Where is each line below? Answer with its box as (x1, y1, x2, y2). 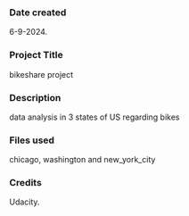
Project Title (9, 49, 64, 62)
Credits (9, 177, 42, 189)
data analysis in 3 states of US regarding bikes (9, 112, 180, 122)
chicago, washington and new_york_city (9, 154, 156, 165)
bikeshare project (9, 69, 74, 79)
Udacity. (9, 196, 40, 207)
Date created (9, 6, 67, 19)
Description (9, 91, 62, 104)
